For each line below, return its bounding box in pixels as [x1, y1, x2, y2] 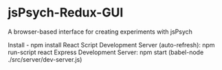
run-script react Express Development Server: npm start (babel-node [8, 48, 204, 56]
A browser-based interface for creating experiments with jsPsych [8, 27, 193, 36]
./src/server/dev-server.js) [8, 55, 82, 63]
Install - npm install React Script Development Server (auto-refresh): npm [8, 40, 215, 49]
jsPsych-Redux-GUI [8, 5, 124, 21]
